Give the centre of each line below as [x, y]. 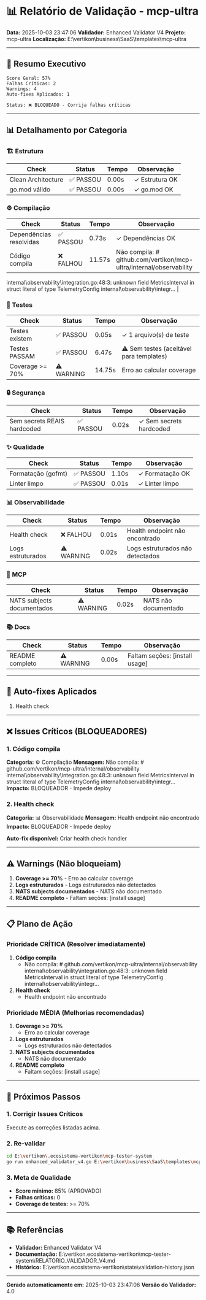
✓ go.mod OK [154, 190]
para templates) [144, 356]
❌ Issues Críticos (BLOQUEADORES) [77, 731]
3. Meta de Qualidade [39, 1177]
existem [21, 339]
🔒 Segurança [26, 393]
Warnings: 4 [21, 89]
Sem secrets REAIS [37, 421]
